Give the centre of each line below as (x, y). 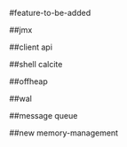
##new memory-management (63, 133)
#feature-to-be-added (50, 13)
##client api (31, 47)
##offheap (28, 81)
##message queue (44, 116)
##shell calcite (36, 64)
